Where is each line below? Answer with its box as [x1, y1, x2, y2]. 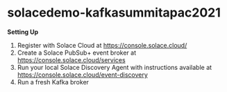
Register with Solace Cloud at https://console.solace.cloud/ [17, 41, 187, 49]
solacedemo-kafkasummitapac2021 [7, 5, 221, 21]
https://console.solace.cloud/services [17, 55, 126, 64]
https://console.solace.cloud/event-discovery [17, 71, 148, 79]
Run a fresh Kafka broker [17, 77, 89, 86]
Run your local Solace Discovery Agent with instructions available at [17, 63, 212, 71]
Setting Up [7, 28, 39, 36]
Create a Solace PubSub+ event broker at [17, 48, 137, 57]
